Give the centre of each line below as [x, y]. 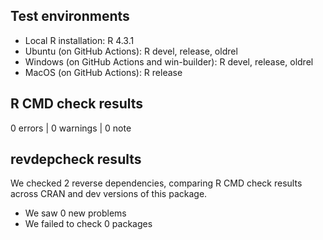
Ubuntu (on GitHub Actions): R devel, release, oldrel [131, 51]
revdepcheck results [76, 159]
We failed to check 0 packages [88, 224]
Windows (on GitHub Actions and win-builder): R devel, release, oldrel [169, 61]
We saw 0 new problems [75, 213]
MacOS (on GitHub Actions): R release [103, 72]
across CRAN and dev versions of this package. [109, 194]
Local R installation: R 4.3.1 [79, 40]
